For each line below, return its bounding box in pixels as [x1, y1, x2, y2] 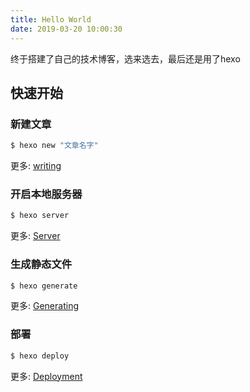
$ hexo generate [10, 281, 78, 291]
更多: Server [10, 230, 61, 242]
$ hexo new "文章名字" [10, 141, 99, 151]
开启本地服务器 [10, 187, 83, 201]
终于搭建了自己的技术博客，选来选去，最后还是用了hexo [10, 52, 241, 65]
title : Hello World [10, 14, 92, 25]
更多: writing [10, 160, 62, 172]
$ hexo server [10, 211, 70, 221]
